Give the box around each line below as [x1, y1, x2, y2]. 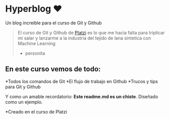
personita [25, 50, 46, 56]
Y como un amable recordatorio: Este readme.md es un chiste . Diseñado [5, 93, 158, 99]
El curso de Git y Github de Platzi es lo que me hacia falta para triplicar [17, 29, 165, 35]
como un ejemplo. [5, 99, 43, 105]
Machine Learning [17, 40, 56, 46]
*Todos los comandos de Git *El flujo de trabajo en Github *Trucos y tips [5, 78, 158, 84]
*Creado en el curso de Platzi [5, 108, 67, 114]
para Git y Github [5, 84, 41, 90]
